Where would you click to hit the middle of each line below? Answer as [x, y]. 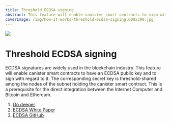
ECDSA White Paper [34, 110]
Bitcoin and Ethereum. [28, 95]
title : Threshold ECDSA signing [39, 10]
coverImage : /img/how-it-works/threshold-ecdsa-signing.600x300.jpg [79, 19]
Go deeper [24, 105]
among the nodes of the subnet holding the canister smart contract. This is [84, 84]
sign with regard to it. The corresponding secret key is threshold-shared [81, 78]
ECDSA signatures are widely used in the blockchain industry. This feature [83, 68]
